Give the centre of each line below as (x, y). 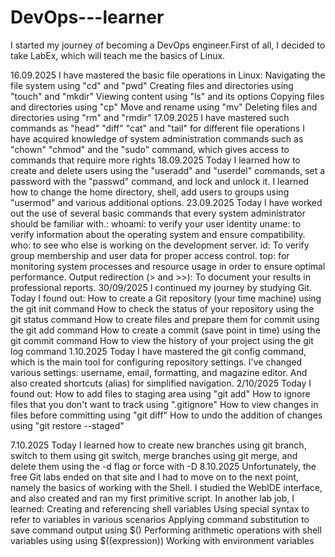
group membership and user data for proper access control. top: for (150, 255)
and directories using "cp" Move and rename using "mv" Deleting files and (164, 107)
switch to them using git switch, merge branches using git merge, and (154, 455)
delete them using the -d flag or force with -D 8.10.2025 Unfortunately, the (163, 466)
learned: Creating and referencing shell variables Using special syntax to (160, 508)
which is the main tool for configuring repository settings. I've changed (156, 362)
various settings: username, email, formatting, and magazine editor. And (159, 372)
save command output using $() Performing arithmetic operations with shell (166, 530)
